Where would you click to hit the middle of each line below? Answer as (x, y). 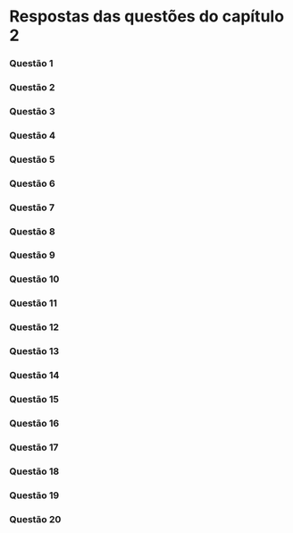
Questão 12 (34, 327)
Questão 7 (32, 207)
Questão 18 (34, 471)
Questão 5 (32, 159)
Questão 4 (33, 135)
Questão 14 (34, 376)
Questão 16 (34, 423)
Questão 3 (32, 111)
